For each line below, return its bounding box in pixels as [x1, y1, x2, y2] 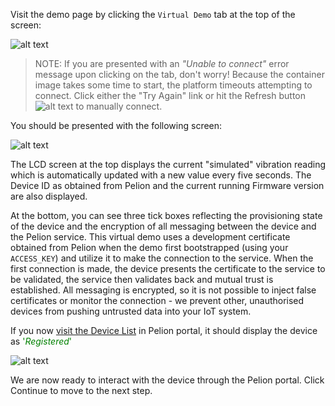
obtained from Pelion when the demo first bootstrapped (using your [10, 242, 289, 253]
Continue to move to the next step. [10, 385, 153, 396]
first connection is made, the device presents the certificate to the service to [10, 263, 326, 274]
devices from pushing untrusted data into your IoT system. [10, 305, 252, 317]
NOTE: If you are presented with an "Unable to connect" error [34, 58, 290, 69]
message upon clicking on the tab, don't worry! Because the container [34, 69, 325, 80]
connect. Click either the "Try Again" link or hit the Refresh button [34, 90, 307, 101]
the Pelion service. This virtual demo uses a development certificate [10, 231, 291, 243]
